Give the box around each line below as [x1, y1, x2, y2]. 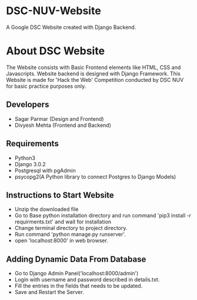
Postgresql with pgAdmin [14, 167, 76, 174]
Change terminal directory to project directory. [14, 225, 128, 232]
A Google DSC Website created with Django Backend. [6, 24, 136, 31]
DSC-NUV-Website [6, 4, 101, 18]
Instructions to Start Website [6, 190, 115, 200]
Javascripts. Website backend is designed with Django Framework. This [6, 70, 181, 77]
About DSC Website [6, 44, 105, 58]
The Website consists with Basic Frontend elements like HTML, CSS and [6, 64, 181, 71]
